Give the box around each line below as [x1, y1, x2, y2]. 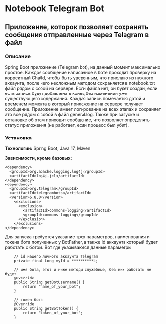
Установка [5, 134, 32, 141]
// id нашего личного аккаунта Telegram [14, 254, 98, 259]
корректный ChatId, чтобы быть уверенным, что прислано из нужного [5, 75, 154, 81]
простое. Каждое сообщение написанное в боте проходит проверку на [5, 69, 157, 75]
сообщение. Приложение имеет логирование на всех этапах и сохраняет [5, 106, 161, 112]
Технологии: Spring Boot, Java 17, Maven [5, 145, 91, 151]
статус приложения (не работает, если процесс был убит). [5, 122, 129, 128]
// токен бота [14, 297, 43, 302]
